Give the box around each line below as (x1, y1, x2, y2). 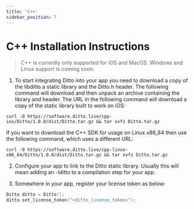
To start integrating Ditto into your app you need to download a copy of (14, 77, 188, 84)
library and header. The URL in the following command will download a (14, 96, 187, 103)
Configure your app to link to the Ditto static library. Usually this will (14, 162, 179, 169)
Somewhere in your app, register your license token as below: (14, 180, 166, 187)
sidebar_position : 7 (6, 14, 57, 20)
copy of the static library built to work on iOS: (14, 102, 125, 110)
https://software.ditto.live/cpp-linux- (27, 147, 128, 153)
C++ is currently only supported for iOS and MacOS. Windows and (20, 59, 183, 66)
